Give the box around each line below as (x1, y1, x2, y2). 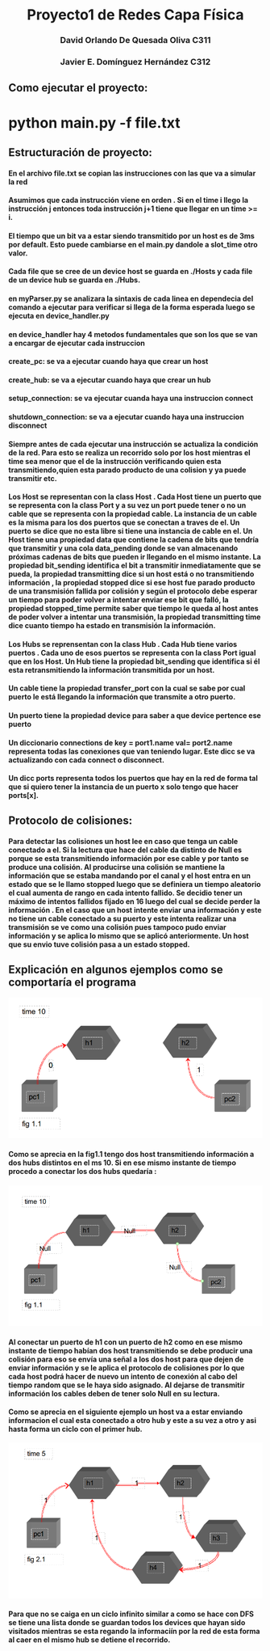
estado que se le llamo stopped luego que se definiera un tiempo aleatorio (8, 880, 261, 889)
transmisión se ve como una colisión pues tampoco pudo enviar (8, 923, 227, 932)
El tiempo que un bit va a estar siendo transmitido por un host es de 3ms (8, 230, 255, 240)
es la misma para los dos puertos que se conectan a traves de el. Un (8, 517, 240, 527)
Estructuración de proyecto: (8, 146, 153, 159)
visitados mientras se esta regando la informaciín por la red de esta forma (8, 1627, 260, 1636)
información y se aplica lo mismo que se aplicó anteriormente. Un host (8, 931, 249, 941)
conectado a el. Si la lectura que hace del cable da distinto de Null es (8, 845, 243, 855)
